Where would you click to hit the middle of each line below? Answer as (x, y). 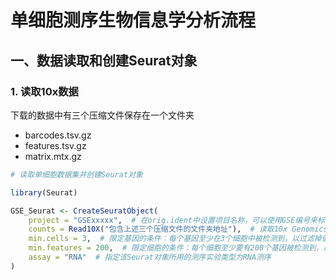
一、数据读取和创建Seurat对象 (104, 60)
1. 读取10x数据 (44, 91)
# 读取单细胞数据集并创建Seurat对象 (76, 174)
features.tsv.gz (55, 145)
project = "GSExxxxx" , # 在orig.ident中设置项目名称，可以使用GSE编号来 (173, 220)
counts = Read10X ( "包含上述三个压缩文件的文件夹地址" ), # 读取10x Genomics (178, 229)
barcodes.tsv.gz (58, 135)
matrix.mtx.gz (53, 156)
